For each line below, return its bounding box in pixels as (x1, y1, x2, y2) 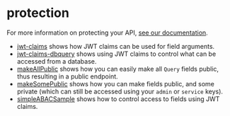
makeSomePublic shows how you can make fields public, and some (16, 79, 215, 88)
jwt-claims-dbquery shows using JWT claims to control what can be (16, 50, 217, 58)
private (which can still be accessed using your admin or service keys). (16, 87, 224, 95)
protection (6, 5, 70, 21)
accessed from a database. (16, 57, 97, 65)
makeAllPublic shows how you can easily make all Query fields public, (16, 64, 219, 73)
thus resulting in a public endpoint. (16, 72, 118, 81)
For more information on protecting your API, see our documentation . (6, 28, 208, 37)
